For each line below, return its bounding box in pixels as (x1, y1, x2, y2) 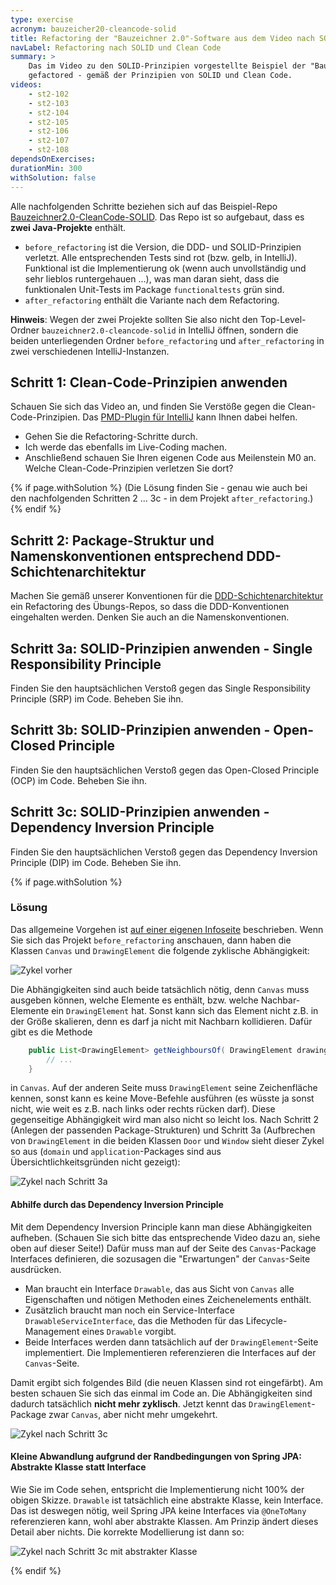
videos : (10, 80, 43, 90)
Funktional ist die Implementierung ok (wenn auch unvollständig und (24, 262, 307, 274)
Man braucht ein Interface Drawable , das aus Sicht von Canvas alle (24, 1282, 295, 1295)
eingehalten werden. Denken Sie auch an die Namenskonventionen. (10, 611, 290, 623)
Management (24, 1325, 80, 1337)
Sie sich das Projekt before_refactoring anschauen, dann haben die (10, 934, 292, 946)
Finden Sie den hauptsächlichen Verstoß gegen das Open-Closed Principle (10, 764, 320, 776)
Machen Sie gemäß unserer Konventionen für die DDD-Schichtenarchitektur (10, 590, 324, 602)
